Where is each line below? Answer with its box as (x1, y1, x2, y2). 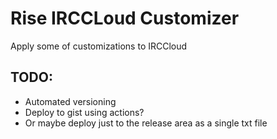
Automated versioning (24, 95, 117, 107)
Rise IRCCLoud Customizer (10, 7, 240, 30)
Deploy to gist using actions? (24, 106, 145, 118)
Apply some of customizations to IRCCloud (10, 40, 188, 52)
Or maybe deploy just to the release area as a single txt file (24, 117, 268, 129)
